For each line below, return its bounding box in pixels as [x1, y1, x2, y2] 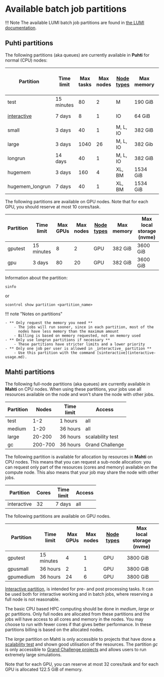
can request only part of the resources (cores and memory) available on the [5, 464, 158, 470]
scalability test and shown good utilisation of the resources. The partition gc [5, 641, 158, 647]
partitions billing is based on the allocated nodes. [5, 627, 104, 632]
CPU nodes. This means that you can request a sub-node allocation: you [5, 459, 151, 465]
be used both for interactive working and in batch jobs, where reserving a [5, 591, 153, 597]
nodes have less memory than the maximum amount [18, 329, 119, 334]
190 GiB [134, 98, 154, 105]
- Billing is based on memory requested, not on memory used [14, 333, 141, 338]
